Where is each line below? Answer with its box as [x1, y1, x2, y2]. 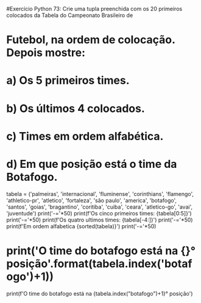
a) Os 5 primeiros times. [6, 74, 130, 88]
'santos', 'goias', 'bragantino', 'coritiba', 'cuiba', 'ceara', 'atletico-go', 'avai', [6, 203, 193, 211]
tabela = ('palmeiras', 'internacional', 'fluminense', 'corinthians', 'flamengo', [6, 190, 194, 197]
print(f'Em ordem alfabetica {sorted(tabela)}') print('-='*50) [6, 222, 157, 230]
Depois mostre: [6, 46, 86, 60]
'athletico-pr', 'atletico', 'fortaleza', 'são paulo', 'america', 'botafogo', [6, 197, 177, 204]
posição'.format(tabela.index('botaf [6, 257, 192, 270]
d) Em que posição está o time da [6, 157, 177, 171]
